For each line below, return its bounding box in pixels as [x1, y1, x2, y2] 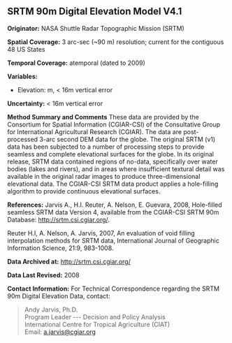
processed [7, 135, 38, 143]
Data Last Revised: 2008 [7, 270, 80, 279]
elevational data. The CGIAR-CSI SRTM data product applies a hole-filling [7, 180, 219, 188]
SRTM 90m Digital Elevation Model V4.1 [7, 6, 182, 17]
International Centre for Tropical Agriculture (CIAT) [24, 320, 171, 328]
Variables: [7, 72, 38, 80]
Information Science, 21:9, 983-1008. [7, 244, 114, 252]
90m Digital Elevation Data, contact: [7, 291, 110, 300]
